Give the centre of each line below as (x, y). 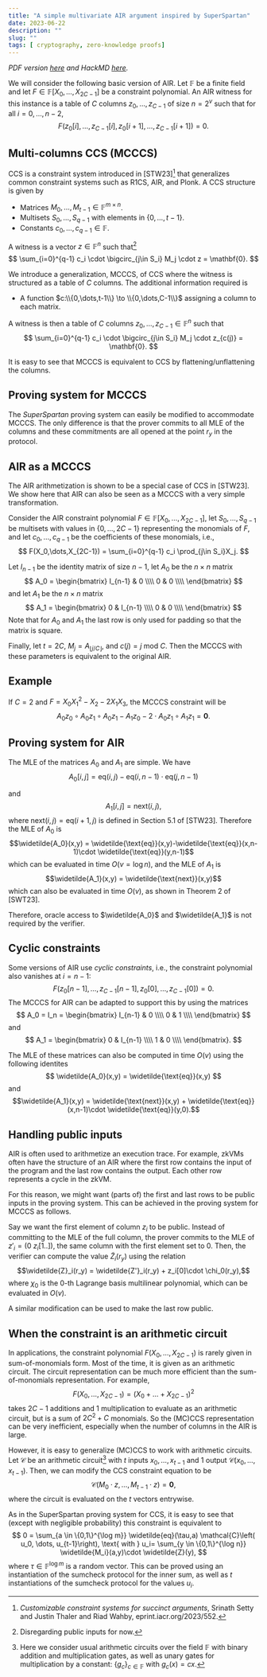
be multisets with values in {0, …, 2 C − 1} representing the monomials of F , (129, 528)
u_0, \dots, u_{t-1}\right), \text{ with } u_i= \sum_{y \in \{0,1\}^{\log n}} (133, 1544)
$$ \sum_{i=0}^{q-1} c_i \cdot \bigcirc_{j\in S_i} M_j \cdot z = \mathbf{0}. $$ (134, 259)
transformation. (33, 503)
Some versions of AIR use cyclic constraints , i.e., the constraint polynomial (130, 967)
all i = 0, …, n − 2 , (36, 114)
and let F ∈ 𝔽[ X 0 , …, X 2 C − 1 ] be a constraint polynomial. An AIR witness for (130, 92)
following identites (39, 1064)
